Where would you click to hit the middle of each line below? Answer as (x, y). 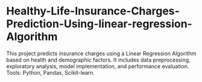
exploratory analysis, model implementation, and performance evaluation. (98, 66)
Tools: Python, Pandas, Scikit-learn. (51, 72)
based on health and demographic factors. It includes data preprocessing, (99, 60)
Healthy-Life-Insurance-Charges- (93, 11)
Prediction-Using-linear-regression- (99, 24)
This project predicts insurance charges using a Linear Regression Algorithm (101, 53)
